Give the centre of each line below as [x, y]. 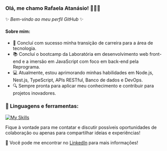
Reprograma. [26, 67]
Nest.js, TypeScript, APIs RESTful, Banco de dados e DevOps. [78, 80]
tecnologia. [25, 48]
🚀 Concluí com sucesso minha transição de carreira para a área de [83, 42]
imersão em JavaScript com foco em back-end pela [84, 61]
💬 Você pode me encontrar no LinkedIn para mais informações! [72, 142]
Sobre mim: [18, 31]
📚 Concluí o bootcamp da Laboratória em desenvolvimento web [80, 54]
